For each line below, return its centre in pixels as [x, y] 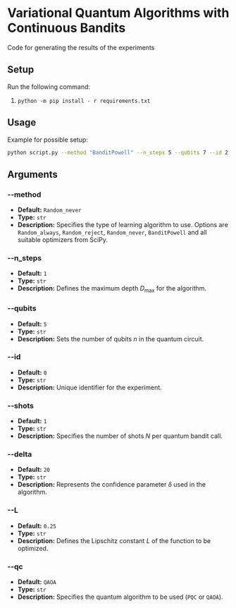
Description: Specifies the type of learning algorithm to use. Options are [123, 225]
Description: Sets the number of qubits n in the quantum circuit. [111, 339]
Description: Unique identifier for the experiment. [89, 387]
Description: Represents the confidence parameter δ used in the [112, 485]
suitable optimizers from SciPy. [62, 240]
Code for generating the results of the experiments [81, 47]
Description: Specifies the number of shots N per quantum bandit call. [120, 436]
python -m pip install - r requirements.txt [84, 101]
